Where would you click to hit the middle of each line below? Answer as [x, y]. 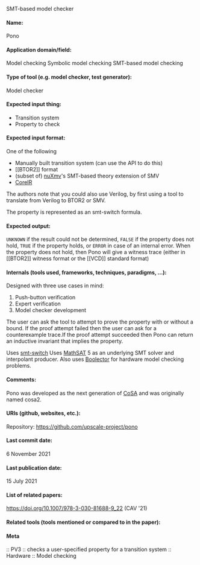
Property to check [37, 124]
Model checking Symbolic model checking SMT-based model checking [95, 63]
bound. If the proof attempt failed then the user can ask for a [81, 328]
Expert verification [38, 304]
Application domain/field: [39, 49]
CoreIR [23, 182]
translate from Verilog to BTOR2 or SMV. [56, 200]
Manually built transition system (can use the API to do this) [89, 163]
